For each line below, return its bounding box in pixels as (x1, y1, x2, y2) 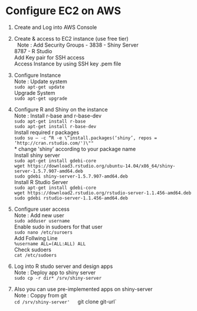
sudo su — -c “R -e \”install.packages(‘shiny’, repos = (14, 135, 157, 141)
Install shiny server (14, 152, 60, 159)
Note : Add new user (14, 211, 64, 219)
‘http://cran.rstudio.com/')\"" (14, 140, 94, 146)
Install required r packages (14, 129, 80, 136)
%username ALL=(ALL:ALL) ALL (14, 241, 86, 247)
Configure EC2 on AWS (5, 4, 122, 18)
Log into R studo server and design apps (14, 263, 113, 270)
